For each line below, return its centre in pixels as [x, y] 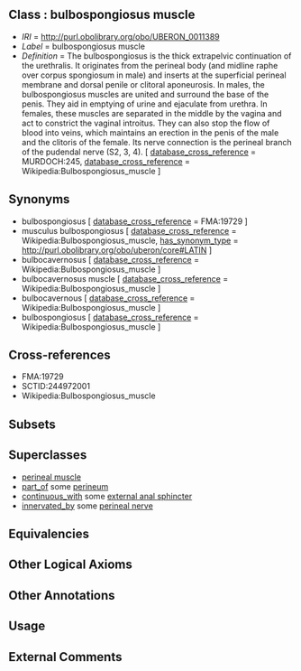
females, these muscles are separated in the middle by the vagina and [151, 113]
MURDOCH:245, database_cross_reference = [106, 161]
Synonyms [39, 199]
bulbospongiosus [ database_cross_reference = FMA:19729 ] [135, 221]
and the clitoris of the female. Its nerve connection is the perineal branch [156, 142]
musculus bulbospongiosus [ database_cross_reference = [129, 230]
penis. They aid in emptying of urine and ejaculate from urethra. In [144, 104]
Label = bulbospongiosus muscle [83, 46]
